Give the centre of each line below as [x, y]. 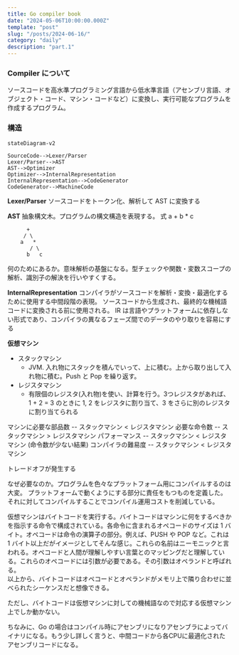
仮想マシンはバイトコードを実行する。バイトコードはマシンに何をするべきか [119, 516]
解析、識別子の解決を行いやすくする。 [63, 277]
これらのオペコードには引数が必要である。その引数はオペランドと [116, 561]
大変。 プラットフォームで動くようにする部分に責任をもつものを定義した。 [117, 492]
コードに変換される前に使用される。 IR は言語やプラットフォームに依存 [112, 310]
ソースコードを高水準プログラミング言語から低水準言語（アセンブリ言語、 [116, 90]
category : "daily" [34, 41]
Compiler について [39, 73]
